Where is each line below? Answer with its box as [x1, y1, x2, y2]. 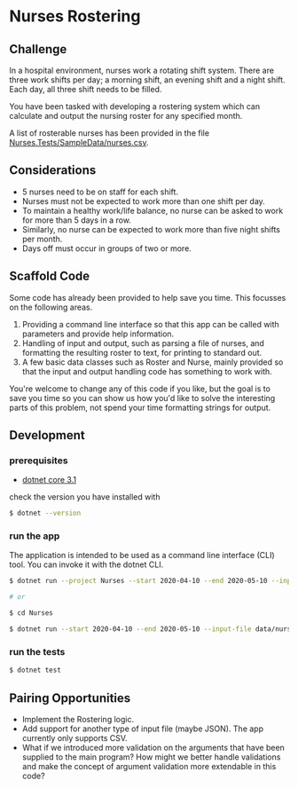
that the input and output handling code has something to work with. [21, 366, 272, 376]
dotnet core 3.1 [21, 475, 77, 485]
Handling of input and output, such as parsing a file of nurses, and [21, 337, 264, 348]
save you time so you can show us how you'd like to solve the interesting [9, 392, 276, 403]
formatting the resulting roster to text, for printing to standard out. [21, 347, 263, 358]
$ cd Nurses [9, 609, 53, 618]
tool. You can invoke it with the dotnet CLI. [9, 559, 164, 570]
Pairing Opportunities [9, 690, 131, 705]
